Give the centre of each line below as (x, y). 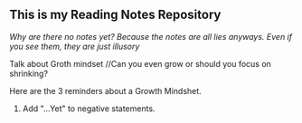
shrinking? (28, 73)
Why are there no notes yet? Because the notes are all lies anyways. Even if (151, 36)
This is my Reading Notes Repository (115, 15)
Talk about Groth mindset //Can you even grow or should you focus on (140, 63)
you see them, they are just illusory (75, 46)
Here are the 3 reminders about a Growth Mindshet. (105, 90)
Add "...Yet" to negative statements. (89, 109)
